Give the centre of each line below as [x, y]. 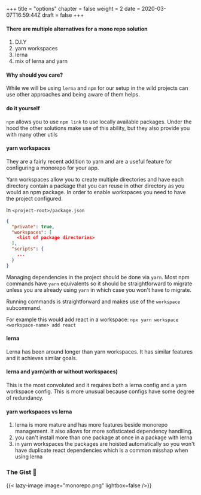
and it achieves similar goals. [42, 358]
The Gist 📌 [22, 472]
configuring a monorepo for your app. [53, 168]
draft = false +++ [63, 15]
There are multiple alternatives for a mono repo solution [77, 29]
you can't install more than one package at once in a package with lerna [103, 437]
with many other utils [32, 134]
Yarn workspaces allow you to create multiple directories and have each [95, 179]
